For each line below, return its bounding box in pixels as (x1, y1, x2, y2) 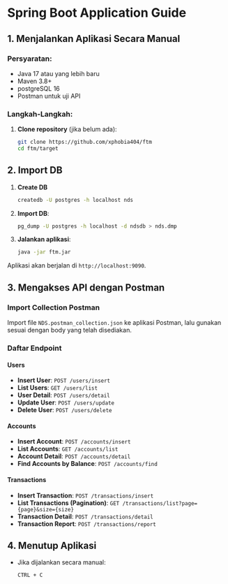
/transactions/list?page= (122, 499, 197, 507)
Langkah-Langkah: (7, 109, 73, 119)
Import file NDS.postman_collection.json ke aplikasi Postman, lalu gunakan (7, 319, 222, 327)
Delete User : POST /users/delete (17, 406, 112, 414)
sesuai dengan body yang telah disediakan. (7, 326, 132, 335)
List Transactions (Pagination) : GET (17, 498, 120, 507)
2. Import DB (7, 164, 63, 176)
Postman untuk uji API (17, 92, 81, 100)
